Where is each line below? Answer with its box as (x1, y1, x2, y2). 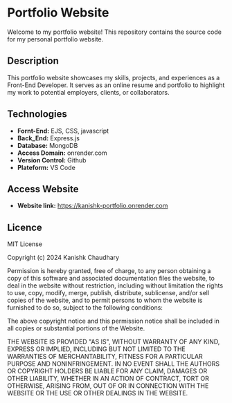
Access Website (7, 183, 79, 195)
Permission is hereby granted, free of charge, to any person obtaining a (7, 267, 211, 275)
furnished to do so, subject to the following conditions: (7, 303, 163, 312)
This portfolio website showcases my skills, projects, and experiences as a (7, 73, 220, 82)
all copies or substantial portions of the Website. (7, 324, 145, 332)
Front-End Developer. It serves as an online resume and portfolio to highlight (7, 81, 225, 89)
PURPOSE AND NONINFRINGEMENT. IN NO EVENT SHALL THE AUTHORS (7, 359, 220, 368)
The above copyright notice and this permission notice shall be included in (7, 317, 220, 326)
